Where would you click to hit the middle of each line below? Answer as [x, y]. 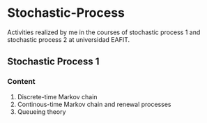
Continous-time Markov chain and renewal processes [94, 104]
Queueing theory [41, 111]
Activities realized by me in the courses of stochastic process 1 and [104, 32]
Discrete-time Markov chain [57, 96]
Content [22, 82]
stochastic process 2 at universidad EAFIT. [69, 39]
